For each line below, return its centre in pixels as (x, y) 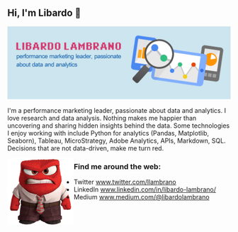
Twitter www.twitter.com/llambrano (125, 182)
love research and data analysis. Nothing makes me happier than (102, 118)
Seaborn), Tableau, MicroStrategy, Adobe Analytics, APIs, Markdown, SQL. (117, 140)
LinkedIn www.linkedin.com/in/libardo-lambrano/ (145, 189)
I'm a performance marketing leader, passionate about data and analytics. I (117, 110)
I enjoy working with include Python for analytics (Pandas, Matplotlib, (108, 133)
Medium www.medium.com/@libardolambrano (142, 197)
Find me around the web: (118, 166)
